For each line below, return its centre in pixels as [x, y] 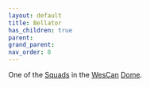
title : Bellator [35, 23]
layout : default [35, 15]
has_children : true [40, 30]
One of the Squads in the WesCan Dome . [75, 75]
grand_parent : [32, 45]
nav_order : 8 [30, 52]
